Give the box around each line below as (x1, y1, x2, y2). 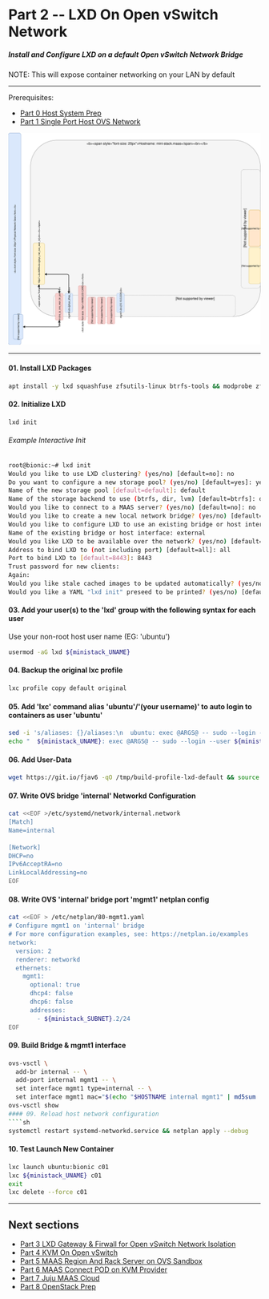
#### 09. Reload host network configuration (8, 1110, 159, 1118)
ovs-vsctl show (8, 1102, 59, 1110)
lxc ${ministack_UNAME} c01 (8, 1172, 102, 1180)
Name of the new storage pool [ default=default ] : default (8, 486, 206, 494)
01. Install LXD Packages (8, 363, 92, 373)
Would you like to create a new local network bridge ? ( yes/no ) (8, 512, 227, 520)
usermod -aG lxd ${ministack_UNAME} (8, 648, 130, 656)
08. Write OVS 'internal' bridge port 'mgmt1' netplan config (8, 894, 210, 904)
